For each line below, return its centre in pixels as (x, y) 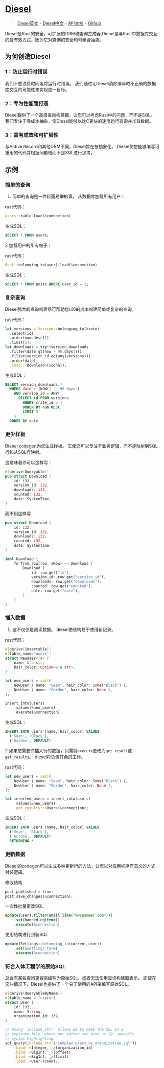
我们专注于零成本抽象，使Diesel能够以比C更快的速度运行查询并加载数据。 (79, 121)
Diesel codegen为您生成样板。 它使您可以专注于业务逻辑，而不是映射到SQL (82, 446)
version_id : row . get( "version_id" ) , (69, 577)
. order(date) (23, 361)
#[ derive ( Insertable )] (28, 649)
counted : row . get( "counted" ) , (62, 586)
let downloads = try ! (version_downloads (47, 347)
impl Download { (22, 559)
